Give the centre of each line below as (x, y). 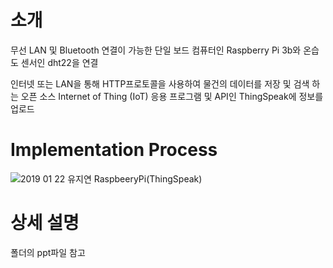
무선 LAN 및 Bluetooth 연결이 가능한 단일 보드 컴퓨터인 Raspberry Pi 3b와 (156, 50)
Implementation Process (114, 150)
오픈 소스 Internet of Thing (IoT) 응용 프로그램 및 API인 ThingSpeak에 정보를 (172, 96)
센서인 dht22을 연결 (59, 62)
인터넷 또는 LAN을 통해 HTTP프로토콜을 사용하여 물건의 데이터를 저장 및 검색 (160, 83)
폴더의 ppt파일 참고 (48, 252)
